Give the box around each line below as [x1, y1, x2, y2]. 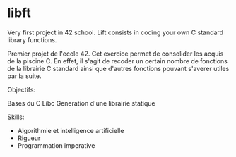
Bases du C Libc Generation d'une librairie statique [7, 99, 155, 107]
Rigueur [17, 134, 41, 142]
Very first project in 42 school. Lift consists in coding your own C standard [7, 28, 224, 37]
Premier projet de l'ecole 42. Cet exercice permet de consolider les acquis [7, 49, 224, 58]
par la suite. [7, 72, 42, 80]
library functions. [7, 35, 57, 44]
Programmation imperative [17, 141, 95, 149]
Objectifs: [7, 85, 36, 94]
